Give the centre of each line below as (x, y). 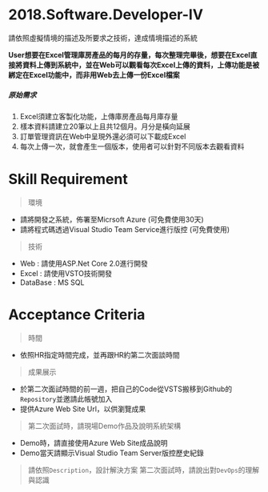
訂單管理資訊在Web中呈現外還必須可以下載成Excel (103, 136)
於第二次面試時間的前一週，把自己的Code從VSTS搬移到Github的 (126, 389)
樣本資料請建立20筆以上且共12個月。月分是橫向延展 (105, 126)
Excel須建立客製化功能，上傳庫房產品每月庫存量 (99, 116)
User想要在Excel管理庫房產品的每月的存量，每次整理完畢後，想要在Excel (129, 54)
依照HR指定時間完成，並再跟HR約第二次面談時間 (100, 354)
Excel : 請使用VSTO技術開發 (66, 273)
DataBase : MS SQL (52, 282)
